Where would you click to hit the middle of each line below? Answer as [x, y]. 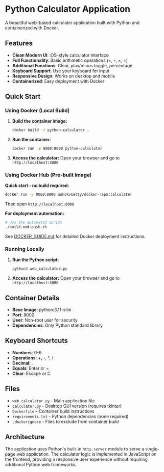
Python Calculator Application [68, 9]
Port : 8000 [23, 315]
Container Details [32, 298]
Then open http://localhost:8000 [40, 204]
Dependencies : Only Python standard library [57, 325]
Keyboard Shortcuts [36, 341]
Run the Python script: [35, 260]
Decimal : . [23, 363]
